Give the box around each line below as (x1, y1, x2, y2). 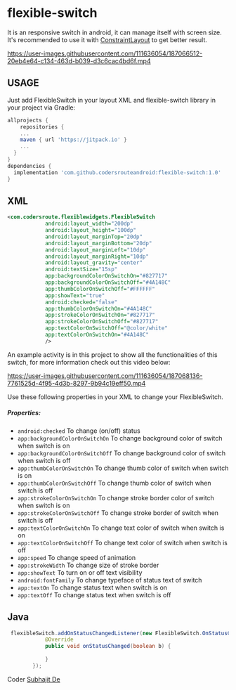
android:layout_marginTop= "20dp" (44, 233, 143, 240)
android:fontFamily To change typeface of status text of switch (17, 575, 202, 584)
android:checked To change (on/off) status (17, 427, 140, 435)
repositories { (20, 123, 65, 131)
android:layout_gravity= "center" (44, 259, 143, 266)
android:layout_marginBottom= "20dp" (44, 240, 152, 247)
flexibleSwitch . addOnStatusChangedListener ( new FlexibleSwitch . (10, 630, 202, 637)
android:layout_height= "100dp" (44, 227, 137, 234)
